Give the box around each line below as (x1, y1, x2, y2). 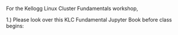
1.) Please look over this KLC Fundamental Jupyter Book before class (6, 16, 172, 23)
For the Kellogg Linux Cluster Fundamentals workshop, (6, 5, 139, 12)
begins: (6, 23, 25, 29)
